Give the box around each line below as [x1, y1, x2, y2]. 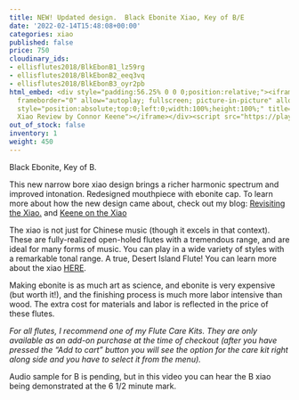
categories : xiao [9, 29, 74, 38]
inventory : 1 [9, 129, 58, 138]
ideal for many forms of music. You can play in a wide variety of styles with [9, 243, 285, 254]
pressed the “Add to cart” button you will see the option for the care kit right [9, 344, 289, 355]
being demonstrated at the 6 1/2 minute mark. [9, 380, 177, 391]
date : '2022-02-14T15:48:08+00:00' [9, 21, 141, 30]
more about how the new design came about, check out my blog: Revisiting [9, 198, 286, 208]
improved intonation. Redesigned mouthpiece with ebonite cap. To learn [9, 188, 274, 199]
